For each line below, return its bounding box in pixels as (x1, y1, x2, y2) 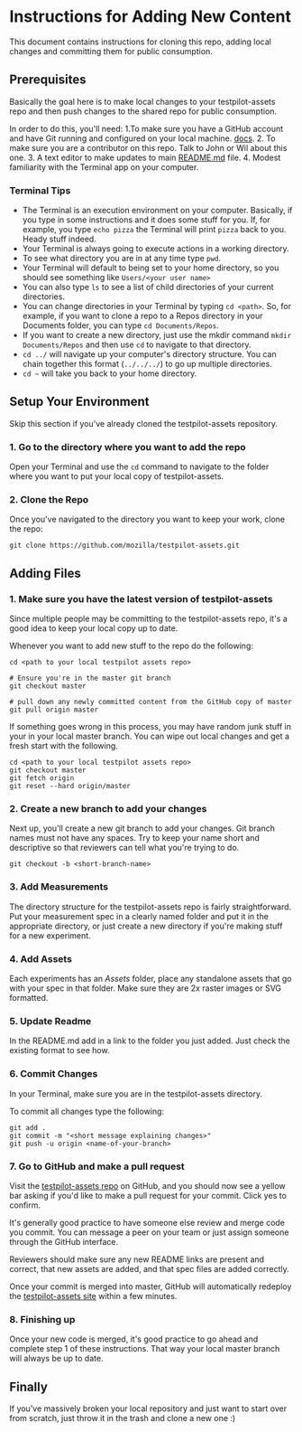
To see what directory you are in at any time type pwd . (22, 253, 222, 264)
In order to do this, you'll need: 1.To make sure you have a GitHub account (9, 123, 284, 134)
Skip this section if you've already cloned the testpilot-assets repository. (9, 418, 278, 429)
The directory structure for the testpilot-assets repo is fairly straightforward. (9, 901, 292, 912)
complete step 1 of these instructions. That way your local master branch (9, 1343, 280, 1354)
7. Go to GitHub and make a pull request (9, 1160, 185, 1173)
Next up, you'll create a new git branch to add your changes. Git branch (9, 823, 275, 834)
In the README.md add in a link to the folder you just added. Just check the (9, 1035, 290, 1046)
